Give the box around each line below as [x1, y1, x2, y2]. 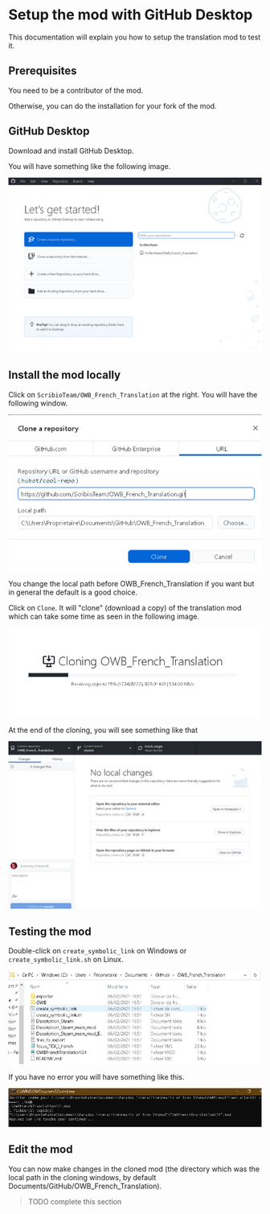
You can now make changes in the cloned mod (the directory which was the [8, 1164, 260, 1174]
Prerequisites [8, 64, 77, 78]
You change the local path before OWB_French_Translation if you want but [8, 579, 255, 589]
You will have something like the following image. [8, 161, 171, 171]
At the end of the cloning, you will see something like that [8, 726, 198, 735]
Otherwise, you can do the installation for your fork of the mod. [8, 101, 217, 110]
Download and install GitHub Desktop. [8, 146, 134, 155]
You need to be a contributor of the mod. [8, 85, 144, 95]
